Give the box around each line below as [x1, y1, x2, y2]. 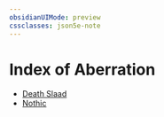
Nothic [21, 98, 47, 109]
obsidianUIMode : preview [9, 12, 101, 22]
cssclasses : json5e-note [9, 21, 101, 30]
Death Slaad [21, 89, 67, 99]
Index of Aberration [9, 59, 156, 80]
